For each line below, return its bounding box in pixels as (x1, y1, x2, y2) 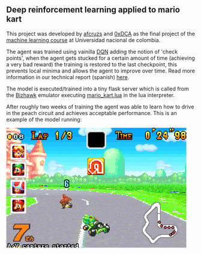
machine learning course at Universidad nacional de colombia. (6, 36, 161, 44)
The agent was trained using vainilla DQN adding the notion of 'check (6, 48, 178, 55)
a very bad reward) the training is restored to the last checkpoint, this (6, 61, 178, 68)
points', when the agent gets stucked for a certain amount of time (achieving (6, 54, 195, 62)
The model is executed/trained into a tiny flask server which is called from (6, 85, 189, 92)
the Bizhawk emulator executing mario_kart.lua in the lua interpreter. (6, 91, 175, 98)
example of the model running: (6, 116, 82, 123)
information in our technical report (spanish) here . (6, 73, 130, 80)
